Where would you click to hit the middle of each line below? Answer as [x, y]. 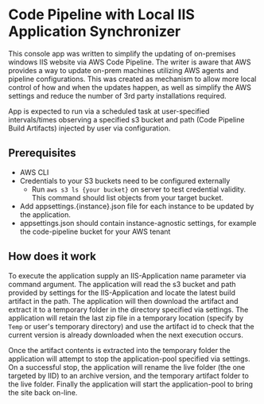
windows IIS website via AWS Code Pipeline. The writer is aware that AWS [130, 62]
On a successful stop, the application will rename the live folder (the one [127, 367]
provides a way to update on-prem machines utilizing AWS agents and [123, 70]
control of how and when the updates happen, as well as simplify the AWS [130, 87]
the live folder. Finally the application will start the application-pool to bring [130, 384]
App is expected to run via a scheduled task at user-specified [109, 111]
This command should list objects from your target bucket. [128, 197]
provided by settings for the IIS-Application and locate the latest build [122, 293]
